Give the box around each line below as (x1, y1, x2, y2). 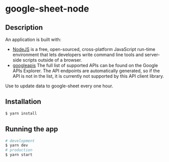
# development (5, 138, 35, 143)
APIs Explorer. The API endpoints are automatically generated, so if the (12, 68, 160, 74)
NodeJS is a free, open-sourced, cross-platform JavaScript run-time (12, 46, 155, 52)
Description (5, 23, 43, 32)
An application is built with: (5, 36, 62, 42)
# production (5, 147, 33, 153)
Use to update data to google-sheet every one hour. (5, 83, 114, 89)
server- (144, 51, 160, 58)
